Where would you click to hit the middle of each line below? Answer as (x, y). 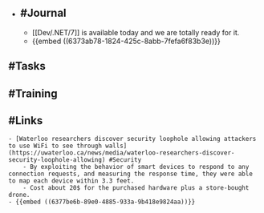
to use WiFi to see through (55, 146)
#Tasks (27, 66)
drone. (19, 195)
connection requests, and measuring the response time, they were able (130, 174)
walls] (116, 146)
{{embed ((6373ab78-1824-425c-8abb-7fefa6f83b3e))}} (126, 41)
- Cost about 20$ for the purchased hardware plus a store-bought (136, 188)
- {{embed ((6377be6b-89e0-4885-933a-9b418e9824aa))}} (102, 202)
